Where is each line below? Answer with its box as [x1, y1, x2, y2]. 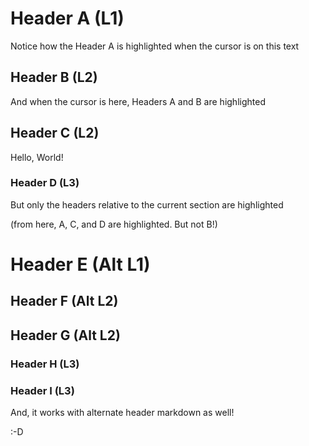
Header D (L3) [10, 176, 80, 190]
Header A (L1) [10, 7, 125, 30]
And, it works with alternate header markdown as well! [10, 407, 235, 419]
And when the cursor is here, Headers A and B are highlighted [10, 95, 266, 107]
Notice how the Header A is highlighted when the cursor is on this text [10, 40, 300, 52]
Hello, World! [10, 151, 64, 163]
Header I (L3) [10, 383, 75, 397]
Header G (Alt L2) [10, 327, 121, 344]
